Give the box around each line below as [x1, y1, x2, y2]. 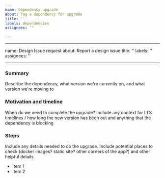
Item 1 [12, 163, 25, 169]
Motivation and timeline [5, 99, 63, 105]
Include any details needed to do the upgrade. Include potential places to [5, 143, 153, 150]
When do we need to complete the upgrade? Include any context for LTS [5, 109, 152, 115]
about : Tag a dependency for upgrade [5, 12, 82, 17]
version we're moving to [5, 86, 54, 92]
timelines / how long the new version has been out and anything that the [5, 115, 151, 121]
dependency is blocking [5, 120, 54, 126]
